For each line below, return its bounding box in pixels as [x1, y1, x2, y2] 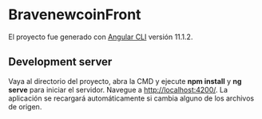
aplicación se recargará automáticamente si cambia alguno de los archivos [8, 93, 254, 103]
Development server [8, 55, 113, 69]
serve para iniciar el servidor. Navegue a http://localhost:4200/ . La [8, 85, 228, 94]
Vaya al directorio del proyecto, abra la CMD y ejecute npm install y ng [8, 76, 242, 85]
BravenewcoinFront [8, 6, 141, 24]
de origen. [8, 101, 42, 111]
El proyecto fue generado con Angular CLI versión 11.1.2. [8, 32, 193, 42]
